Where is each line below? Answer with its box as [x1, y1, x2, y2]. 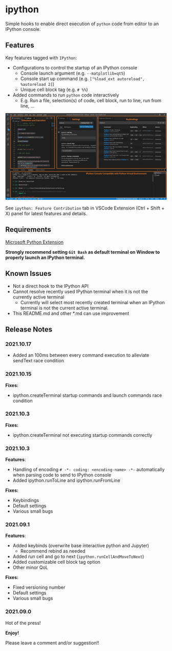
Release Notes [5, 325, 53, 333]
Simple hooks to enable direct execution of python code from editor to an [5, 21, 159, 27]
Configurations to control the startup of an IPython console [12, 64, 137, 70]
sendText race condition [12, 358, 64, 364]
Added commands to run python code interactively [12, 91, 119, 98]
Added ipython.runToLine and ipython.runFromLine [12, 477, 120, 483]
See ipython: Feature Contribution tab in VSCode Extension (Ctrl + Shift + [5, 204, 165, 211]
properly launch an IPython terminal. [5, 254, 85, 261]
